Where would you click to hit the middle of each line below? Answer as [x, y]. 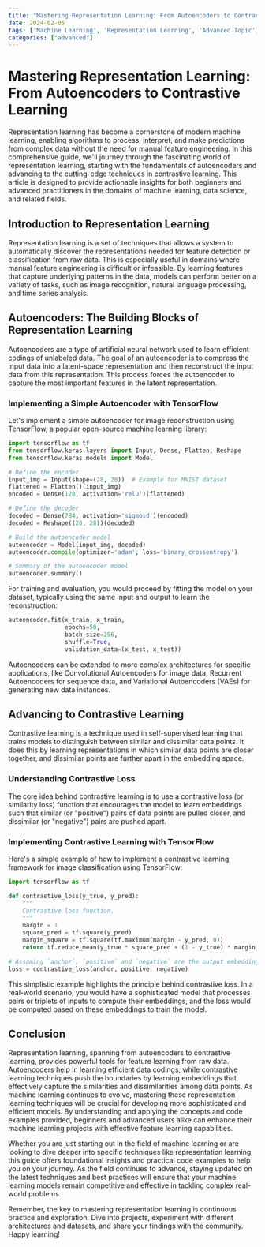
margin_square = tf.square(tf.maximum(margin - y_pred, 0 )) [123, 940]
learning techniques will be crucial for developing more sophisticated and [127, 1103]
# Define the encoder [44, 472]
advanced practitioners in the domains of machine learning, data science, [128, 191]
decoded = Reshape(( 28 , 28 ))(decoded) [72, 523]
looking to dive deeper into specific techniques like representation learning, [131, 1152]
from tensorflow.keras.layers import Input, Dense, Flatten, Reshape [125, 451]
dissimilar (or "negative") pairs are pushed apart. [88, 821]
